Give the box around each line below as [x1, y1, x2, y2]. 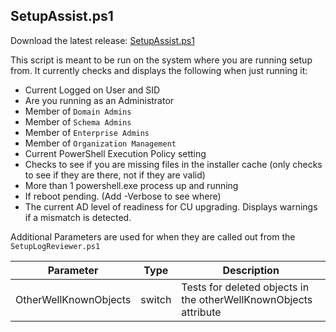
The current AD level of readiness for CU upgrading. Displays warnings [24, 200, 318, 213]
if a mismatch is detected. [24, 211, 132, 223]
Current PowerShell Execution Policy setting [24, 147, 207, 159]
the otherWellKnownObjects [181, 292, 313, 306]
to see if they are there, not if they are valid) [24, 169, 206, 181]
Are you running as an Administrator [24, 94, 175, 106]
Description [222, 263, 280, 277]
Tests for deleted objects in [181, 280, 310, 294]
